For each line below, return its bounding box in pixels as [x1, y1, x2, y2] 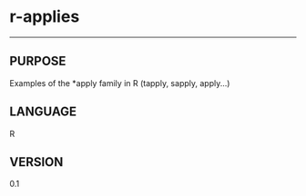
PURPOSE [9, 54, 66, 69]
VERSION [9, 154, 64, 170]
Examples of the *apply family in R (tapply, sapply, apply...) [9, 77, 230, 88]
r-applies [9, 6, 80, 27]
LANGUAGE [9, 104, 77, 120]
